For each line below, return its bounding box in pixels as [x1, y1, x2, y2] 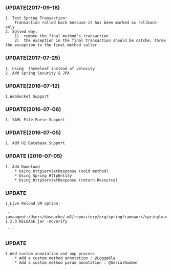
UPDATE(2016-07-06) [5, 105, 61, 112]
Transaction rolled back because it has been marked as [14, 20, 137, 26]
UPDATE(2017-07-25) [5, 54, 60, 61]
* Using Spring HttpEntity [14, 173, 72, 178]
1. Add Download [5, 164, 40, 169]
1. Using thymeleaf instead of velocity [5, 66, 95, 71]
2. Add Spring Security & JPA [5, 71, 70, 76]
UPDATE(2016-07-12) [5, 82, 60, 89]
